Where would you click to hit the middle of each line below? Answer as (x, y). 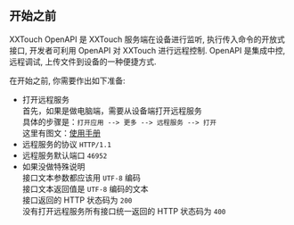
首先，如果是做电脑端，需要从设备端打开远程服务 (112, 111)
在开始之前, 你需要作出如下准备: (68, 80)
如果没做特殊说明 (53, 166)
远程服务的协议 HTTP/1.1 (67, 144)
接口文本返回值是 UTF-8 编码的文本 (85, 188)
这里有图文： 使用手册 (61, 133)
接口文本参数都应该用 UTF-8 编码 (81, 178)
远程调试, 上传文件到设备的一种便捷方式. (83, 62)
